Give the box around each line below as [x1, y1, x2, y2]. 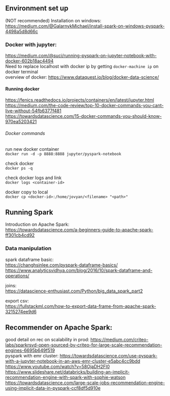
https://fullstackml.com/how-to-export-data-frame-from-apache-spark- [5, 303, 156, 309]
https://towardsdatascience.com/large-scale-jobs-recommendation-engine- [5, 380, 165, 386]
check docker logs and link [5, 175, 62, 181]
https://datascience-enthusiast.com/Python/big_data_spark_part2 [5, 288, 143, 294]
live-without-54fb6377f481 [5, 108, 62, 114]
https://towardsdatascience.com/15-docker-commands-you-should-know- [5, 113, 162, 119]
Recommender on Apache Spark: [5, 323, 113, 332]
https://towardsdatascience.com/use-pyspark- [59, 353, 158, 359]
